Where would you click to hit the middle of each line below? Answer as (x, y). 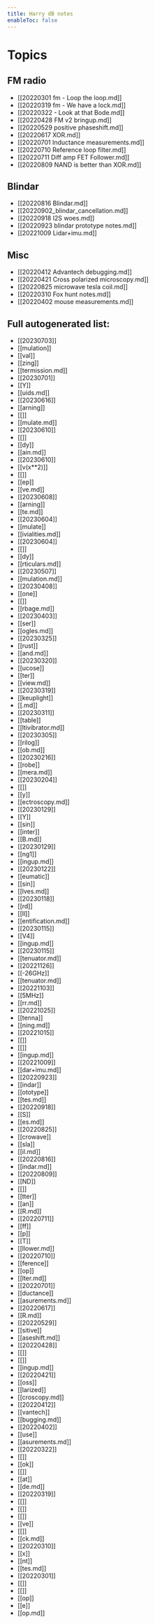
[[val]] (26, 355)
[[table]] (29, 720)
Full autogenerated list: (59, 324)
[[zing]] (28, 363)
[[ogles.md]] (35, 630)
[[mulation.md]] (40, 578)
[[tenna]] (30, 1018)
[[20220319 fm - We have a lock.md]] (72, 105)
